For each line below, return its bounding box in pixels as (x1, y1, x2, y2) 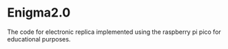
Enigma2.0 (7, 5, 71, 21)
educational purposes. (7, 35, 71, 43)
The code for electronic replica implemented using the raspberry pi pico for (7, 28, 222, 36)
